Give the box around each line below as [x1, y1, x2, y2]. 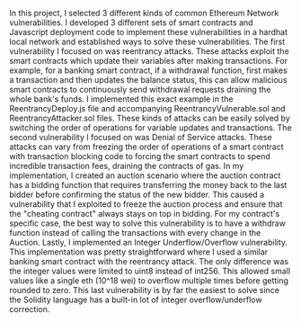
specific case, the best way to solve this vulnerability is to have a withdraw [9, 218, 286, 228]
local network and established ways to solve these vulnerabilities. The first [9, 36, 286, 47]
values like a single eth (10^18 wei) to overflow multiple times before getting [9, 275, 289, 286]
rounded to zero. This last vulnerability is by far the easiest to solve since [9, 285, 280, 295]
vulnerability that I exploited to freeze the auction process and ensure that [9, 199, 283, 210]
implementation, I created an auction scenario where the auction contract [9, 170, 281, 181]
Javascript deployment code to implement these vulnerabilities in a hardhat [9, 27, 288, 37]
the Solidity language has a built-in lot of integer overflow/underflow [9, 294, 262, 305]
